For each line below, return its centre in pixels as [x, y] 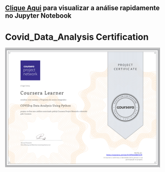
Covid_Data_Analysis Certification [77, 37]
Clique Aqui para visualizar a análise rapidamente [82, 8]
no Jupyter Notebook [38, 16]
